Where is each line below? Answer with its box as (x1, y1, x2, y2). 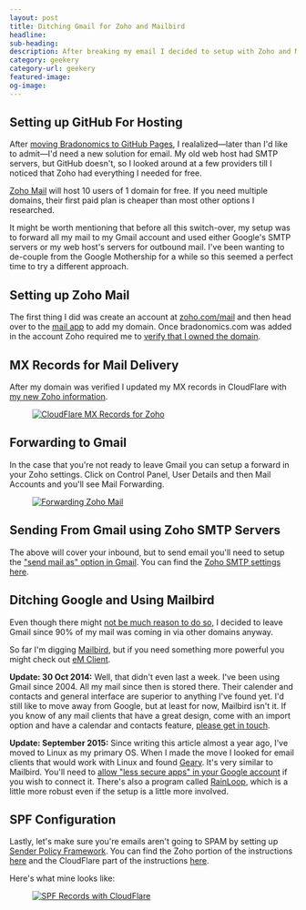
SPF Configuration (9, 812, 117, 827)
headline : (9, 30, 47, 39)
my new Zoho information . (9, 391, 108, 402)
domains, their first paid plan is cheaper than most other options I (9, 195, 255, 206)
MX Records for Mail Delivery (9, 357, 179, 373)
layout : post (9, 13, 59, 23)
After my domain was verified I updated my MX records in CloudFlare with (9, 381, 287, 392)
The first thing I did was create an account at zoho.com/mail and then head (9, 311, 291, 323)
